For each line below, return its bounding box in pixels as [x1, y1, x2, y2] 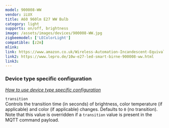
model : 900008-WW [5, 7, 42, 13]
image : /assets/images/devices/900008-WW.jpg [5, 31, 102, 36]
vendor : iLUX [5, 12, 33, 17]
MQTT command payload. [5, 116, 59, 123]
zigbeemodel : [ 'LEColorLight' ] [5, 36, 71, 41]
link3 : [5, 59, 19, 64]
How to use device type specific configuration [5, 86, 101, 93]
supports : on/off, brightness [5, 26, 69, 31]
